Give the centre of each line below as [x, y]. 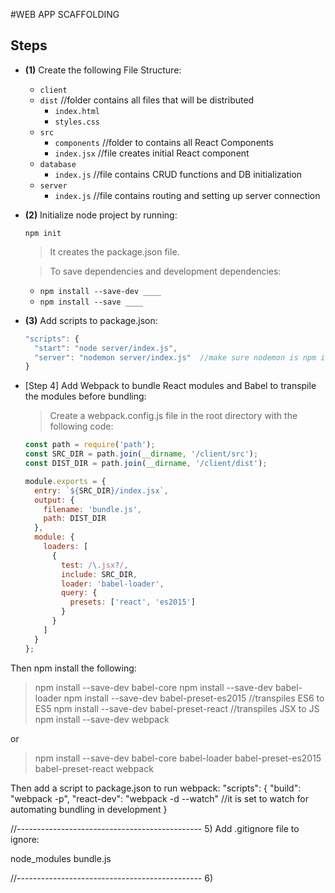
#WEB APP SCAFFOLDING [65, 14]
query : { [79, 593]
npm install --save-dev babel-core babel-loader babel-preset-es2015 [178, 758]
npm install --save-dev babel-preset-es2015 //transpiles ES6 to [194, 698]
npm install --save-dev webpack [102, 719]
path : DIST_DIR [75, 519]
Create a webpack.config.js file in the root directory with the [173, 416]
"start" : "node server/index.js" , [106, 348]
